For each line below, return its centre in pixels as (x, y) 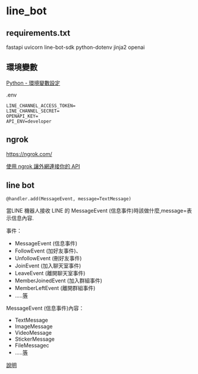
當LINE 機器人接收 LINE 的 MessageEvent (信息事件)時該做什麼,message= (97, 211)
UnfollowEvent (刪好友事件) (48, 258)
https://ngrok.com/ (29, 154)
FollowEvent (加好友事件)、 (48, 251)
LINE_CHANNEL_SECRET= (33, 111)
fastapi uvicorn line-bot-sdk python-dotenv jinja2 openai (76, 47)
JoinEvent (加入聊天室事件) (48, 266)
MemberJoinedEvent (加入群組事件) (59, 280)
